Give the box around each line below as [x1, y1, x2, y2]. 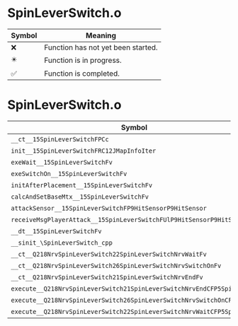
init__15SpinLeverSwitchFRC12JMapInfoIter [11, 146, 157, 155]
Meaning [86, 30, 117, 40]
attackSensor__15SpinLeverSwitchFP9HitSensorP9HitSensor [11, 204, 207, 212]
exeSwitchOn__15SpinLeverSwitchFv [11, 170, 127, 177]
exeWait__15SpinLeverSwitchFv [11, 158, 113, 166]
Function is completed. [43, 69, 120, 78]
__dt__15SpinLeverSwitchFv [11, 227, 102, 235]
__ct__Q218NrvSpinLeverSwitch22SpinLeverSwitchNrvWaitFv [11, 250, 207, 258]
